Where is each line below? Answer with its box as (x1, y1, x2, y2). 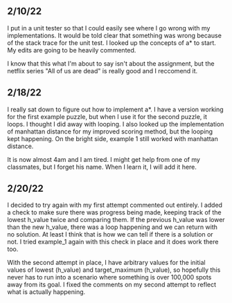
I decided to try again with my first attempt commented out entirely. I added (7, 201, 223, 210)
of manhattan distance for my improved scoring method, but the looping (7, 127, 213, 136)
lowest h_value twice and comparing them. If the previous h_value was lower (7, 216, 225, 224)
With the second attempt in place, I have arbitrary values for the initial (7, 259, 206, 267)
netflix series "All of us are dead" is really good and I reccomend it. (7, 66, 198, 75)
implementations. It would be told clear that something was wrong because (7, 31, 222, 39)
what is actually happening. (7, 288, 86, 296)
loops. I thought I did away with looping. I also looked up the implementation (7, 120, 224, 128)
